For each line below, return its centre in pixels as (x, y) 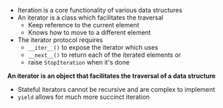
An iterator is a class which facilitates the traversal (90, 18)
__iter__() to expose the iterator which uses (93, 47)
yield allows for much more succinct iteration (83, 97)
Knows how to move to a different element (89, 32)
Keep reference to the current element (83, 25)
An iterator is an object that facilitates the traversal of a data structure (111, 76)
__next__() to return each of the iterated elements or (104, 55)
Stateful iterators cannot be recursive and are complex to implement (116, 89)
